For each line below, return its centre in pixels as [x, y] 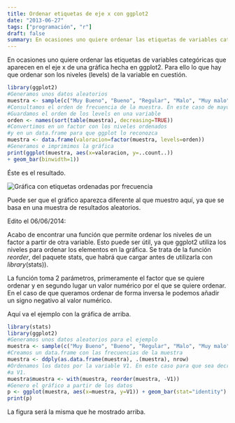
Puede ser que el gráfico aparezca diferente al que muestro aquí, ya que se [116, 200]
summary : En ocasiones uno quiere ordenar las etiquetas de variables [112, 40]
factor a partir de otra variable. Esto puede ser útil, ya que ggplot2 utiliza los [117, 242]
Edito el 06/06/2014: [37, 221]
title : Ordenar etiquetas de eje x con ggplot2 [78, 14]
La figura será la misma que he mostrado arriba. [76, 412]
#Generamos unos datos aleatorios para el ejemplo [83, 340]
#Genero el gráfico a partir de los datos [70, 385]
